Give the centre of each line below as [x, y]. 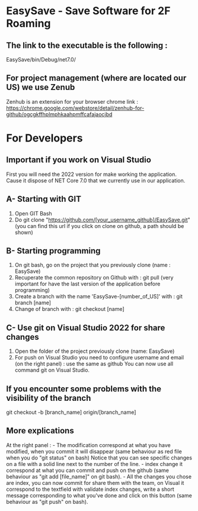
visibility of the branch [49, 398]
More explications [40, 431]
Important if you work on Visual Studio [79, 160]
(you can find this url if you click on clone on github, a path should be [99, 226]
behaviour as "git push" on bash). [47, 502]
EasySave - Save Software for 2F [88, 11]
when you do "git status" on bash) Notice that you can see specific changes [99, 458]
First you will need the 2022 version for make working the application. [91, 174]
